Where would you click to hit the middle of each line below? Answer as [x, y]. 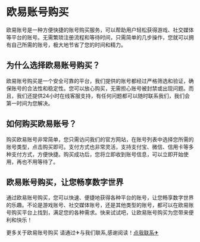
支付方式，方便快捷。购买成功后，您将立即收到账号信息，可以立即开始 [97, 154]
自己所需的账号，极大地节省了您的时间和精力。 [68, 45]
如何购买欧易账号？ [41, 124]
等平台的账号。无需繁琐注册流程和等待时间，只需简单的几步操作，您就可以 [97, 37]
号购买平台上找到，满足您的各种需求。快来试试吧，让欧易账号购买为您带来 [97, 213]
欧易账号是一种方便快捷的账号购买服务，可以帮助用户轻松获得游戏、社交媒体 [100, 30]
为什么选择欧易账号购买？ [53, 65]
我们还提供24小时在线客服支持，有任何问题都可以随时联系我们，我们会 [103, 95]
